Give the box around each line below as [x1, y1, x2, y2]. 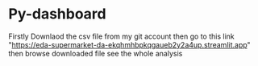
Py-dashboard [8, 5, 106, 23]
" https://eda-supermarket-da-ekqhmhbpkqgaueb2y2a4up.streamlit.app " [8, 39, 252, 49]
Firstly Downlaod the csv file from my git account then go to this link [8, 31, 235, 41]
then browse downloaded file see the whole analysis [8, 48, 183, 58]
